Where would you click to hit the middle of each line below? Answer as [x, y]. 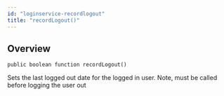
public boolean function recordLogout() [67, 65]
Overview [29, 49]
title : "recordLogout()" [44, 20]
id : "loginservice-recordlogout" [56, 14]
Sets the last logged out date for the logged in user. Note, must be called [112, 78]
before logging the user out [47, 85]
